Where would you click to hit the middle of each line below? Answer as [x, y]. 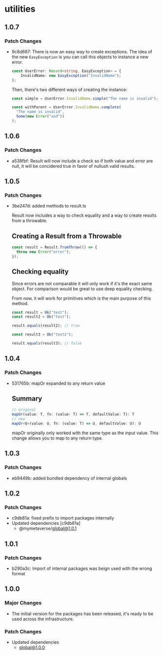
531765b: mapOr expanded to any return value [58, 383]
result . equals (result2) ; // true [46, 326]
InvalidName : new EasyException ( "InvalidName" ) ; [71, 75]
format [18, 573]
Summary [27, 398]
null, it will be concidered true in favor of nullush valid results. [73, 166]
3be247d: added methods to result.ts [49, 206]
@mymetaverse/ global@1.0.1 [48, 528]
